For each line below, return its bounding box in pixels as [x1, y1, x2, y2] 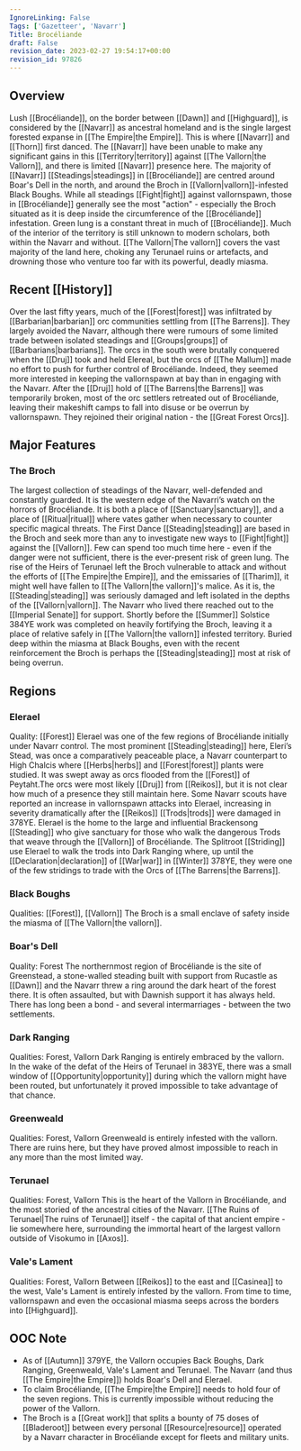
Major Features [9, 438, 96, 453]
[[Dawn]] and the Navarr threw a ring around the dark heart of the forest [9, 980, 277, 990]
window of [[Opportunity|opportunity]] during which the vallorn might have [9, 1070, 288, 1081]
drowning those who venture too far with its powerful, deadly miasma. [9, 256, 269, 267]
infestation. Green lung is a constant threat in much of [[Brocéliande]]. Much [9, 217, 292, 228]
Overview [9, 88, 66, 104]
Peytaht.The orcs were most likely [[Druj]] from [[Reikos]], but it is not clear [9, 779, 288, 789]
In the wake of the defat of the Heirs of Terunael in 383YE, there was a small [9, 1061, 292, 1072]
